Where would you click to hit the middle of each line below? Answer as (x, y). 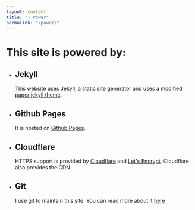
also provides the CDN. (43, 167)
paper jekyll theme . (38, 95)
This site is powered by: (66, 52)
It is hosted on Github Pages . (50, 128)
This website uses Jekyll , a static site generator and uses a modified (98, 89)
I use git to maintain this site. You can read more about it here (90, 200)
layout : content (26, 12)
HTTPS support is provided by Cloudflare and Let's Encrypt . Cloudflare (102, 161)
